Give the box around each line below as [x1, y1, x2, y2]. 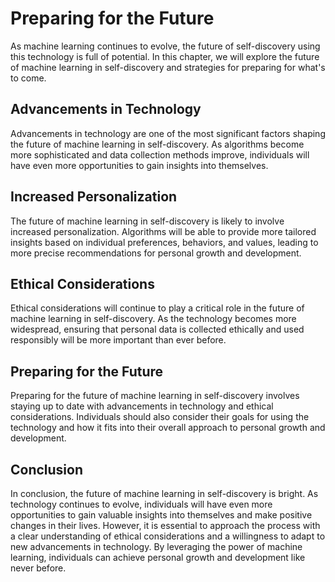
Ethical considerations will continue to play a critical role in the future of [10, 302, 305, 314]
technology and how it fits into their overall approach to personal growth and [10, 422, 326, 434]
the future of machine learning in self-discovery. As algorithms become [10, 138, 305, 150]
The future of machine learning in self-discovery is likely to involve [10, 215, 285, 227]
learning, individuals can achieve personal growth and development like [10, 552, 306, 563]
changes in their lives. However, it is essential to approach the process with [10, 520, 321, 531]
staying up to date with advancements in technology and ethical [10, 400, 274, 412]
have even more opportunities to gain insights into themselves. [10, 159, 269, 171]
